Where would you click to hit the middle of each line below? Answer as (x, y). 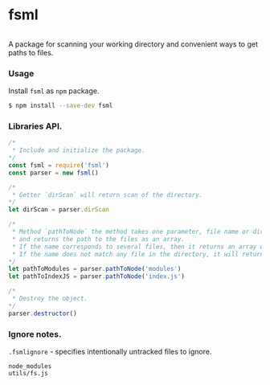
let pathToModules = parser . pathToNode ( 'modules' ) (95, 269)
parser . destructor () (43, 313)
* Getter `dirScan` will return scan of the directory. (107, 195)
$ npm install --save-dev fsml (61, 106)
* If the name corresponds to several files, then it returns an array (134, 247)
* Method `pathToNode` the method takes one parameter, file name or (131, 232)
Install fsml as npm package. (54, 91)
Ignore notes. (35, 334)
